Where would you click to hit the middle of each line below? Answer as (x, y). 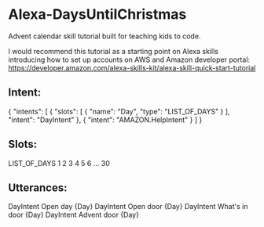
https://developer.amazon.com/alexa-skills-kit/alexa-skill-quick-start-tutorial (132, 67)
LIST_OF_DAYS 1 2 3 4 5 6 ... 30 (59, 163)
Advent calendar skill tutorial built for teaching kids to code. (104, 36)
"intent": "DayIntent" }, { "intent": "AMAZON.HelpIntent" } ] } (105, 120)
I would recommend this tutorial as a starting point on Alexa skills (113, 51)
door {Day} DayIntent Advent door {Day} (74, 215)
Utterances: (38, 187)
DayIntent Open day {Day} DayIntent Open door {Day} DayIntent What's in (128, 207)
